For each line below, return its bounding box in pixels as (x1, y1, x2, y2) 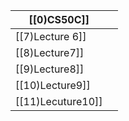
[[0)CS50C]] (28, 13, 90, 26)
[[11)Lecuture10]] (15, 95, 103, 108)
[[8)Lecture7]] (15, 46, 85, 59)
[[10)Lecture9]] (15, 79, 91, 92)
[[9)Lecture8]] (15, 62, 85, 76)
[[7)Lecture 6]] (15, 30, 87, 43)
